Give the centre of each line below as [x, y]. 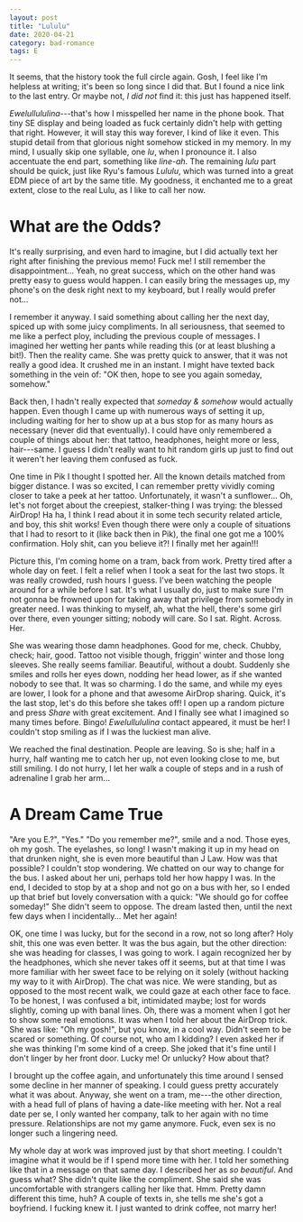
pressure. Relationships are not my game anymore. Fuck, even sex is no [143, 1123]
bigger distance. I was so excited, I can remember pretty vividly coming [142, 486]
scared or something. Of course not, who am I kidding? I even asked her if [147, 1039]
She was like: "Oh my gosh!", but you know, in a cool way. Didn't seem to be [151, 1029]
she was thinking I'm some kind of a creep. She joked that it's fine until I [143, 1048]
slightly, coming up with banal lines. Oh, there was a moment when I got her [150, 1010]
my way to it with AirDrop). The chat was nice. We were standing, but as [143, 981]
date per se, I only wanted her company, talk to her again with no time [139, 1114]
